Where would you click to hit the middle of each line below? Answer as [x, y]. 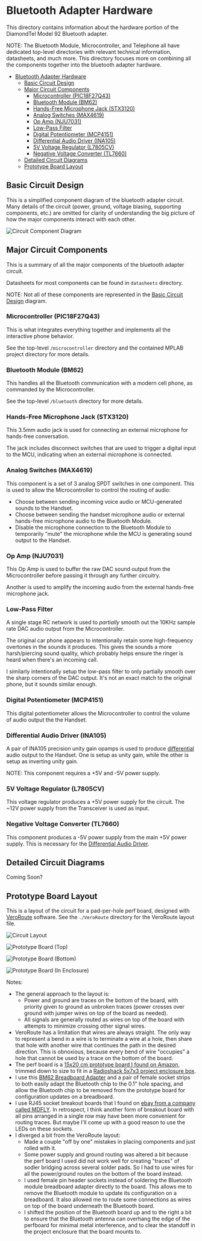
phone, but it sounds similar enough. [52, 685]
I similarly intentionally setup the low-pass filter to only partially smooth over [101, 671]
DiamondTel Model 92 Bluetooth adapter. [57, 33]
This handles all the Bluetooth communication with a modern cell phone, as [99, 383]
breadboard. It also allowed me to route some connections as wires [107, 1200]
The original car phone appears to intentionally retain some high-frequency [99, 640]
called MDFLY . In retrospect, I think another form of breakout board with [105, 1110]
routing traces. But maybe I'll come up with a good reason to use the [100, 1122]
